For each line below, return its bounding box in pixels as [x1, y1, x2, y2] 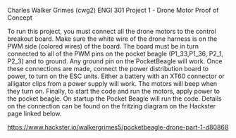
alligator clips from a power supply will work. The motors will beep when [7, 80, 218, 87]
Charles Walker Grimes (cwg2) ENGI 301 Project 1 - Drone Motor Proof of [7, 6, 219, 14]
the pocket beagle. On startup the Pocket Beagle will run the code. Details [7, 94, 222, 103]
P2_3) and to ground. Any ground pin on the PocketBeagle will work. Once [7, 57, 223, 65]
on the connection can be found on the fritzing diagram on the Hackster [7, 102, 216, 110]
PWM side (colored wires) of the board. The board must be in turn [7, 42, 199, 50]
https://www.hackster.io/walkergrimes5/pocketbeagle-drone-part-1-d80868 [7, 123, 229, 131]
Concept [7, 13, 33, 22]
